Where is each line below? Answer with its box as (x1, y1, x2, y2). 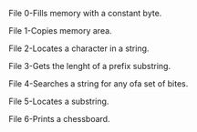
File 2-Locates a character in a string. (8, 43, 150, 54)
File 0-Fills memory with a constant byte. (8, 8, 162, 18)
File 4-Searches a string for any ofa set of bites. (8, 78, 189, 89)
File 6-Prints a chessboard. (8, 114, 110, 124)
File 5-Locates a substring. (8, 96, 109, 107)
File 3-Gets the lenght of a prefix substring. (8, 61, 171, 71)
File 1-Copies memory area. (8, 25, 112, 36)
